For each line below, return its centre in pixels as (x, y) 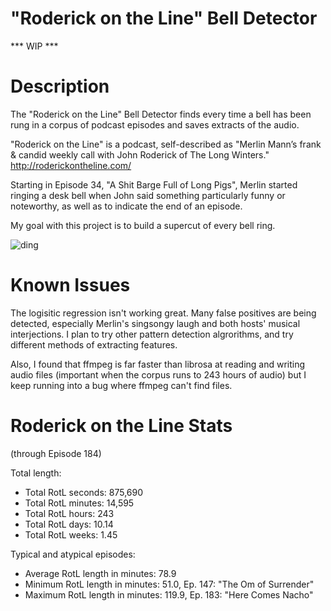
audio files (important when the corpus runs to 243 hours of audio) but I (158, 374)
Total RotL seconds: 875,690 (84, 492)
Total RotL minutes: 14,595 (79, 503)
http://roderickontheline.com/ (71, 165)
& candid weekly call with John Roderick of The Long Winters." (140, 154)
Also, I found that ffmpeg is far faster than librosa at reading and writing (158, 364)
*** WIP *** (34, 46)
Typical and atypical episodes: (73, 554)
